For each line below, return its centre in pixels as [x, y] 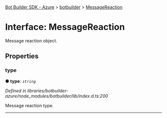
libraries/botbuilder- [48, 90]
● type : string [21, 81]
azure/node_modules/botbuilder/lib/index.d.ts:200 [57, 96]
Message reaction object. [31, 40]
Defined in [16, 90]
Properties [22, 56]
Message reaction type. [29, 105]
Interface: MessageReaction [65, 27]
